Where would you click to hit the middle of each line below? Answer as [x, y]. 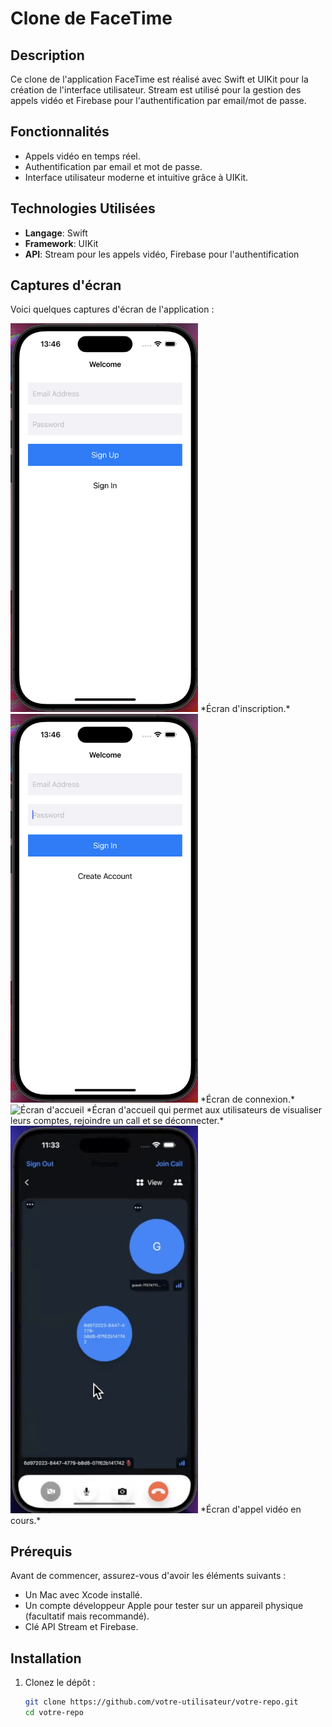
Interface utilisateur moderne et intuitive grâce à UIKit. [136, 177]
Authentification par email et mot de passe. [113, 166]
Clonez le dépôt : [60, 1683]
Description [47, 55]
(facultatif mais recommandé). [87, 1616]
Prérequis [41, 1551]
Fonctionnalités [60, 132]
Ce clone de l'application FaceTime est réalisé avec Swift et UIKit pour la [159, 79]
